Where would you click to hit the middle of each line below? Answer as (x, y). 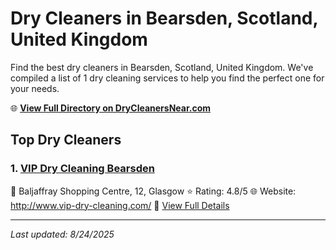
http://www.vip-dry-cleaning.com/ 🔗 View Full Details (120, 205)
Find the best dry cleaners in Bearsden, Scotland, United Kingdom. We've (162, 67)
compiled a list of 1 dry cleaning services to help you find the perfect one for (167, 78)
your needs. (35, 88)
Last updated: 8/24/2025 (62, 234)
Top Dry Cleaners (66, 140)
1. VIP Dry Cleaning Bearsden (82, 169)
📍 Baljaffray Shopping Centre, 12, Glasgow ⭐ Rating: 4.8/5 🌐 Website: (153, 191)
